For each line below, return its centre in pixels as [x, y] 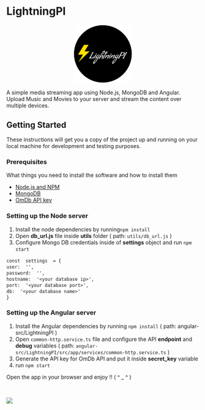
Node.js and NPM [37, 187]
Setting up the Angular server [51, 313]
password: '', [26, 273]
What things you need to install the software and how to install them [92, 175]
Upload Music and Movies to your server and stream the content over [94, 99]
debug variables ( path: [45, 345]
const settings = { [34, 261]
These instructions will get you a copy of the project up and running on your [102, 140]
